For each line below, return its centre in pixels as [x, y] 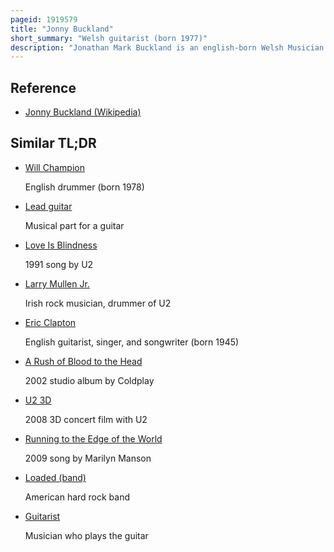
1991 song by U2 [59, 264]
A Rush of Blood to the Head [83, 361]
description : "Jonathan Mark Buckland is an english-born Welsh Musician [167, 47]
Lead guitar [48, 206]
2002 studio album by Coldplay [89, 380]
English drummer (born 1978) [84, 187]
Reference [43, 87]
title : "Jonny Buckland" [62, 29]
